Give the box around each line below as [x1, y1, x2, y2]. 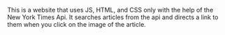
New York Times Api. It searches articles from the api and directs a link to [7, 13, 219, 21]
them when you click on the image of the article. [7, 21, 147, 28]
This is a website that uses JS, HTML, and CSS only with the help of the [7, 6, 214, 14]
